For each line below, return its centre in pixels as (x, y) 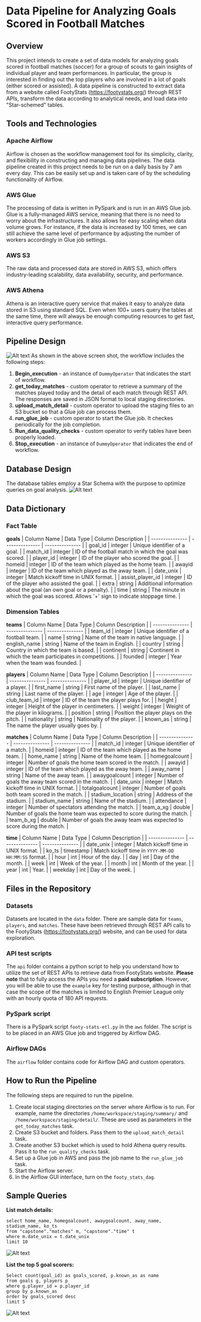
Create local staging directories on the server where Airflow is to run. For (105, 1107)
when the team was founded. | (44, 663)
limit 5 (16, 1302)
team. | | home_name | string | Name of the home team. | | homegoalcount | (99, 756)
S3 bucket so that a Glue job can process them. (73, 412)
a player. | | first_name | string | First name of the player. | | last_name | (93, 687)
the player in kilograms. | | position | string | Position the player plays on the (99, 713)
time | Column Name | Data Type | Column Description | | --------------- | (97, 838)
